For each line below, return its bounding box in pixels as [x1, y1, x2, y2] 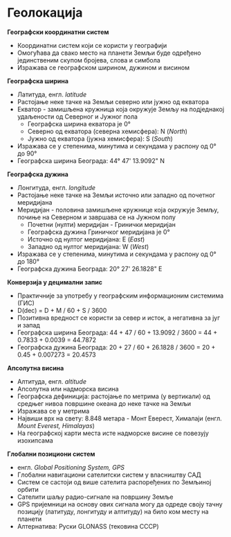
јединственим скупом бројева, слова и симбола [17, 56, 160, 64]
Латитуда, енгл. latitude [17, 90, 87, 99]
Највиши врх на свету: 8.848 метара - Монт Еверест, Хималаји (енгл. [17, 414, 223, 423]
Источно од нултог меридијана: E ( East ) [27, 235, 145, 244]
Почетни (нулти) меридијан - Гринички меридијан [27, 220, 176, 228]
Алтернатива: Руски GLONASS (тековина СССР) [17, 522, 159, 530]
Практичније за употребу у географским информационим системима [17, 291, 224, 300]
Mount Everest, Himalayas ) [17, 421, 95, 429]
